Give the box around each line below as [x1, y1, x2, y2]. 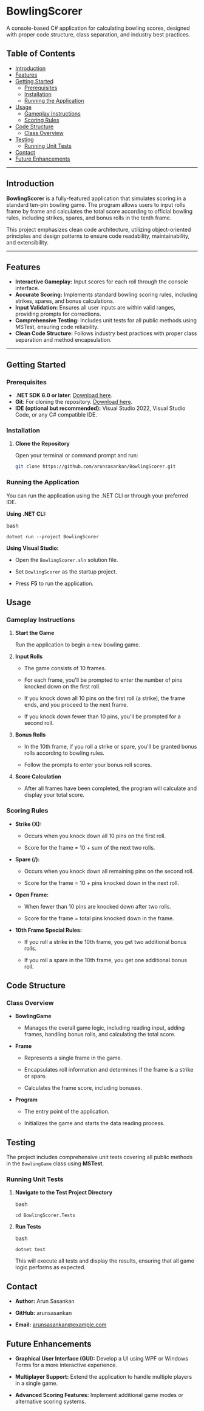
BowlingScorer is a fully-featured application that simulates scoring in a [6, 195, 186, 202]
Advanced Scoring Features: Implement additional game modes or [15, 1391, 184, 1398]
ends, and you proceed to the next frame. [24, 701, 129, 709]
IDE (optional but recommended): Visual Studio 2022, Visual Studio [15, 404, 186, 412]
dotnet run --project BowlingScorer [6, 533, 99, 539]
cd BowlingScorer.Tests [15, 1212, 76, 1219]
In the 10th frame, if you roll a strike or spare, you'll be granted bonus [24, 743, 197, 751]
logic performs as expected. [15, 1264, 86, 1271]
